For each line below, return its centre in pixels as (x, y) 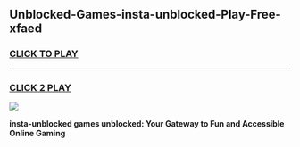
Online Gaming (37, 133)
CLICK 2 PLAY (40, 87)
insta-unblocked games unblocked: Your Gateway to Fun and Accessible (147, 123)
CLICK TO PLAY (44, 54)
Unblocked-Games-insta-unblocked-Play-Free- (145, 15)
